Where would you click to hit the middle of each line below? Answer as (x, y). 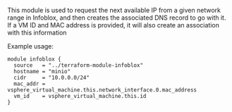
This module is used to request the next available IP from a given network (114, 10)
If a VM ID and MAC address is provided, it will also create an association (114, 25)
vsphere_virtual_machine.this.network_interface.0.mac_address (102, 90)
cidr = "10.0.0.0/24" (52, 77)
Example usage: (31, 46)
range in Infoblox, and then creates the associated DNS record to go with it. (117, 18)
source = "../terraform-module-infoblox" (78, 66)
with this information (37, 32)
